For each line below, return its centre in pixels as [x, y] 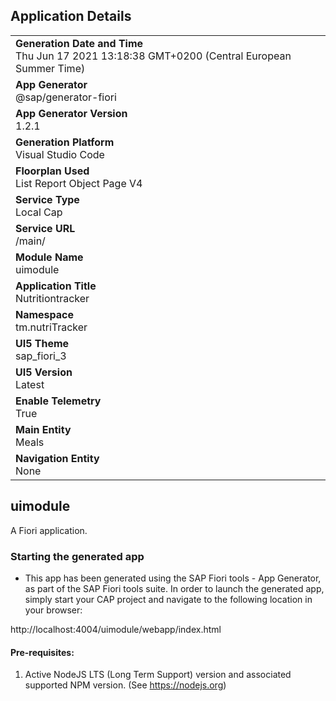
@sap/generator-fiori [66, 97]
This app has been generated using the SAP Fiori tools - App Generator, [173, 578]
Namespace [45, 314]
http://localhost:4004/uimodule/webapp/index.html [116, 629]
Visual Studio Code [60, 154]
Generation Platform [65, 142]
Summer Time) [50, 68]
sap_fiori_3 [41, 356]
